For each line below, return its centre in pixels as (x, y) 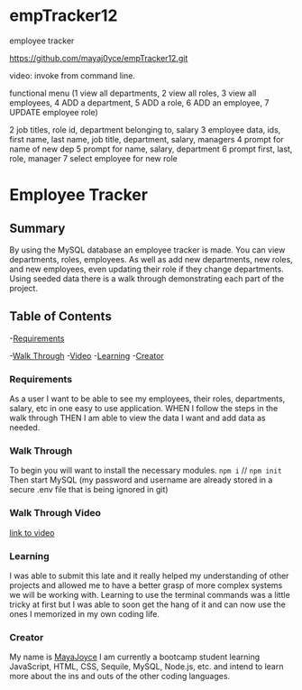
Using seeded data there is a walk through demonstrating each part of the (147, 278)
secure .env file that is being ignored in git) (89, 490)
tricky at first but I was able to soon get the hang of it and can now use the (147, 604)
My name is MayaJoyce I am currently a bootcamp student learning (135, 657)
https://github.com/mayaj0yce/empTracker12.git (99, 58)
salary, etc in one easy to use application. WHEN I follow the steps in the (144, 409)
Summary (37, 228)
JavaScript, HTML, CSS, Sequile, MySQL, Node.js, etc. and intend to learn (146, 667)
